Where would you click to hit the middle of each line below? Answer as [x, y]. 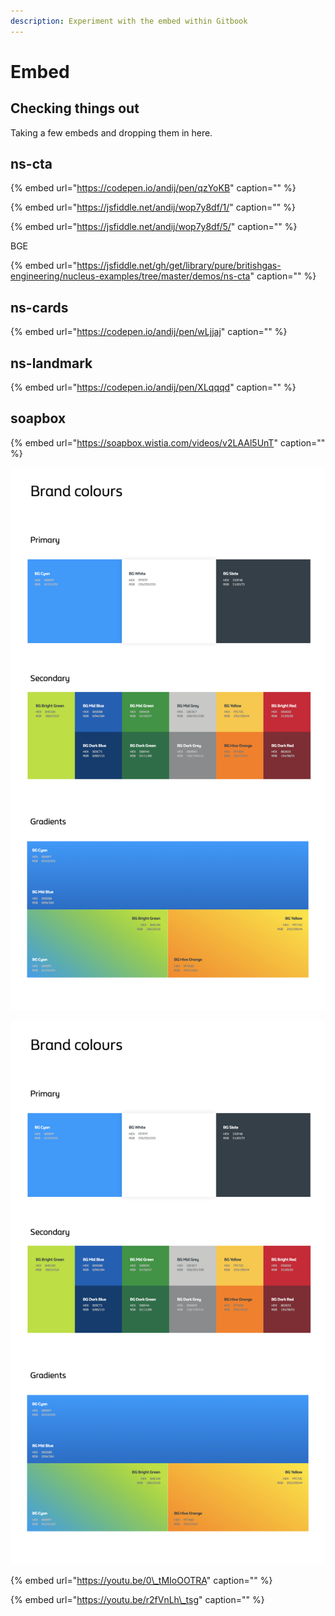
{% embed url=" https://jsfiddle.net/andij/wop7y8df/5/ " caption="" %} [154, 227]
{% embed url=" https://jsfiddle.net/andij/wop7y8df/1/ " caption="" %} [153, 207]
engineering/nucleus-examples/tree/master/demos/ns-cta [130, 276]
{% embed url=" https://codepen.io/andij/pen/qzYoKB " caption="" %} [153, 188]
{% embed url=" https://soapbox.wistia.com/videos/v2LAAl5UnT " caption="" [168, 442]
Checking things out [75, 108]
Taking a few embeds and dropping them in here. [111, 132]
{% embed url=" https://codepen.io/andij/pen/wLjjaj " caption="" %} [149, 332]
